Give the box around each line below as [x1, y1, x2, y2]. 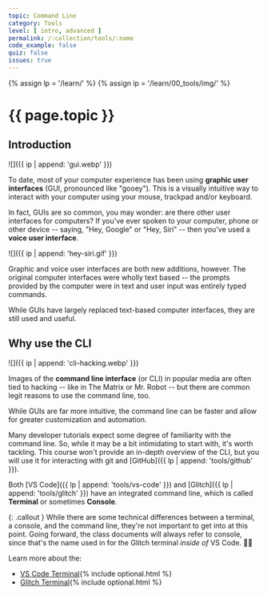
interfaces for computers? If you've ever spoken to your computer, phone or [8, 215, 259, 225]
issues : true [8, 57, 52, 65]
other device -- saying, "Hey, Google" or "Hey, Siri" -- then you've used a [8, 224, 250, 234]
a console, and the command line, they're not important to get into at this [8, 521, 249, 530]
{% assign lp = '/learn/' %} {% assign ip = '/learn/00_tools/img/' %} [8, 78, 230, 88]
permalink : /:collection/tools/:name [8, 34, 134, 42]
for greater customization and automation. [8, 414, 147, 424]
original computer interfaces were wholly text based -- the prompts [8, 272, 230, 282]
